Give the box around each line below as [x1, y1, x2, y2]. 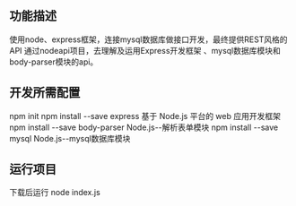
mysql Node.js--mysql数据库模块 [9, 133, 131, 143]
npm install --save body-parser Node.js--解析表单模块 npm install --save [9, 122, 279, 133]
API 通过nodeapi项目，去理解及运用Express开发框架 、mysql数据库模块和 [9, 45, 281, 56]
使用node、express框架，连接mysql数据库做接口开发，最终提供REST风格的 [9, 34, 289, 45]
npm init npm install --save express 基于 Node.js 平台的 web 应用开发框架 [9, 110, 281, 121]
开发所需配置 [9, 85, 81, 100]
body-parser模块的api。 [9, 56, 99, 67]
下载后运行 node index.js [9, 187, 100, 198]
